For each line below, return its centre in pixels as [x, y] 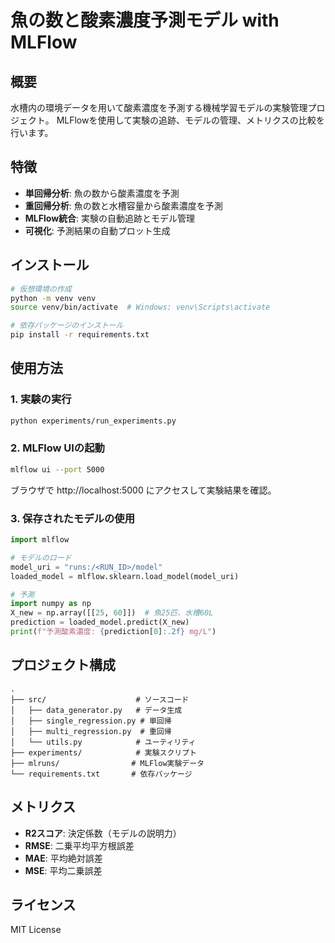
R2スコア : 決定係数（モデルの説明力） [103, 833]
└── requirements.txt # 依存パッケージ [101, 774]
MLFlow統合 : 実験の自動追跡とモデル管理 [110, 218]
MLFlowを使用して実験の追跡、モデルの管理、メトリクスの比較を [190, 120]
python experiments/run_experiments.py [93, 421]
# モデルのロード [41, 557]
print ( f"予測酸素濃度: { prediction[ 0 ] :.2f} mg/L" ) [113, 632]
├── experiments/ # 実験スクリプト [103, 752]
